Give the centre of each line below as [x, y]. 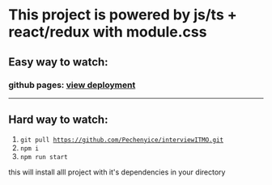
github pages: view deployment [72, 85]
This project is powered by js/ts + [123, 15]
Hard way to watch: [58, 120]
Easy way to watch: [58, 62]
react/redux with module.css [108, 32]
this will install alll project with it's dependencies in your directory [117, 172]
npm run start [44, 157]
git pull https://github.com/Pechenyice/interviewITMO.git [122, 140]
